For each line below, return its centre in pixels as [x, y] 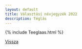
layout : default [21, 9]
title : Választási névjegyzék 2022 [41, 14]
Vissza [12, 42]
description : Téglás [26, 18]
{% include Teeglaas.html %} [34, 33]
